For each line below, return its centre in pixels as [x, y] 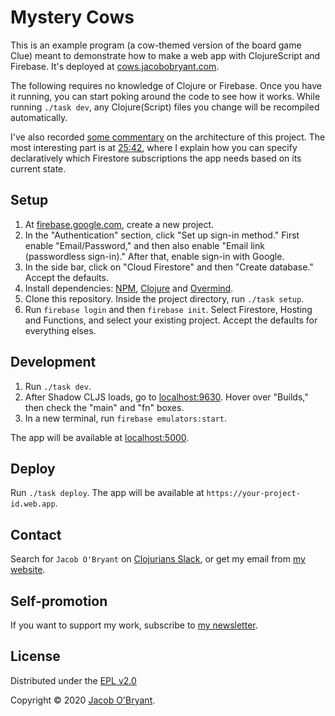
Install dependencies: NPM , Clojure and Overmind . [129, 288]
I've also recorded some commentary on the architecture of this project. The [168, 137]
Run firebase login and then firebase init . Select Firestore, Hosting [168, 309]
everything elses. [60, 330]
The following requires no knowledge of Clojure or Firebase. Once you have [166, 85]
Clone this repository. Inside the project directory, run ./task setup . [164, 298]
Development [53, 362]
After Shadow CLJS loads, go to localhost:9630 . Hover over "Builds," [166, 397]
